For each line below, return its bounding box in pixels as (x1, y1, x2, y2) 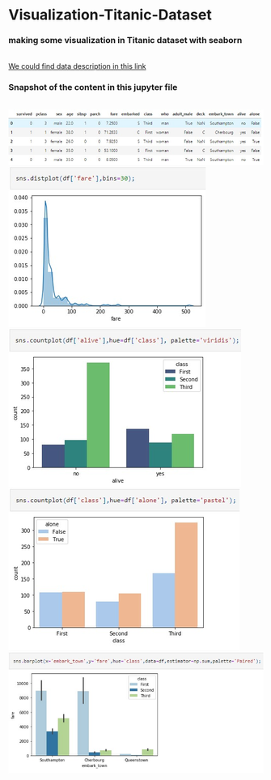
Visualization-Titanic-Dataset (8, 6, 212, 24)
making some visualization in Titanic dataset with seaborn (8, 35, 243, 46)
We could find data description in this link (8, 62, 146, 71)
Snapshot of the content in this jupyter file (8, 82, 178, 93)
